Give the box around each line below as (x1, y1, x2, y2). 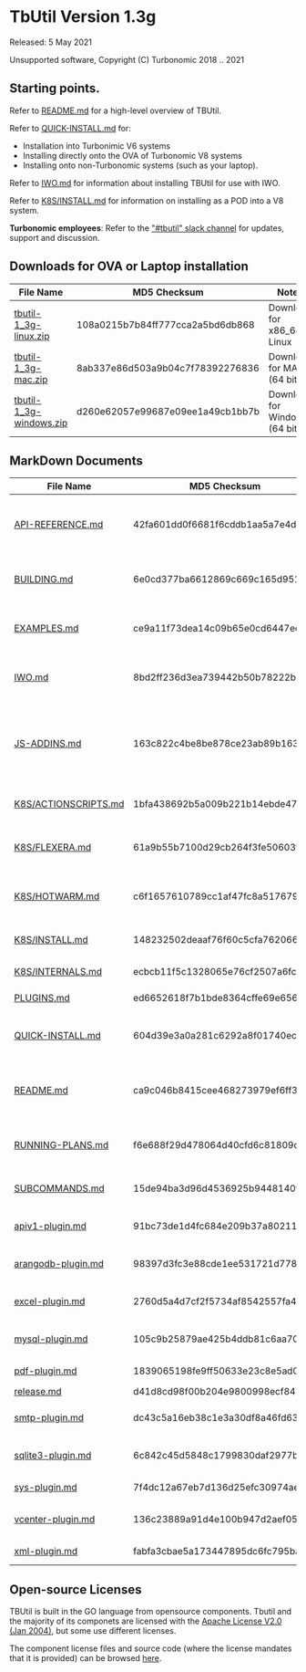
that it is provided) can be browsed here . (9, 1653, 162, 1664)
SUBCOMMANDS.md (14, 1182, 105, 1195)
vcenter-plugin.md (14, 1513, 96, 1526)
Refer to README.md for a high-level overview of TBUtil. (9, 105, 221, 116)
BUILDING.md (14, 573, 74, 586)
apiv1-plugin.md (14, 1220, 87, 1233)
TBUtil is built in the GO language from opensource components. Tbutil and (9, 1606, 292, 1617)
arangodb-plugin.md (14, 1258, 105, 1270)
